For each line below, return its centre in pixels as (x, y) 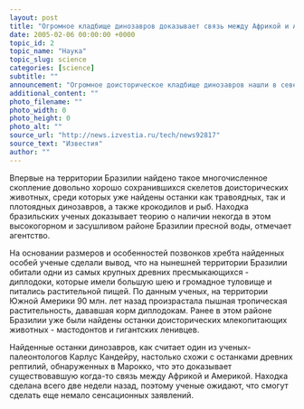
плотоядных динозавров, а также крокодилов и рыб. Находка (129, 206)
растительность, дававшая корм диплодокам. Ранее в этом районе (141, 310)
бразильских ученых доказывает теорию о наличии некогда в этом (140, 216)
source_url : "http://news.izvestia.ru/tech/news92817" (115, 135)
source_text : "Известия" (56, 144)
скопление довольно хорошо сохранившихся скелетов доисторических (149, 187)
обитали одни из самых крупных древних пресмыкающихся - (129, 272)
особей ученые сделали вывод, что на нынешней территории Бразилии (148, 262)
